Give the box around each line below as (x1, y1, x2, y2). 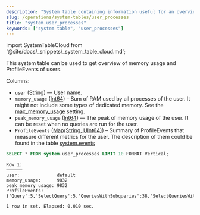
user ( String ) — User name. (14, 89, 82, 96)
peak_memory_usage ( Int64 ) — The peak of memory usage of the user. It (14, 114, 189, 121)
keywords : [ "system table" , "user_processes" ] (6, 25, 124, 32)
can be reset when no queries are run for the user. (14, 120, 139, 128)
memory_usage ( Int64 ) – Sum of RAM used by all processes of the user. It (14, 95, 190, 102)
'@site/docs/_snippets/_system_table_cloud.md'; (6, 48, 126, 55)
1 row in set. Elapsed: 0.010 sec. (6, 204, 95, 210)
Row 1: (6, 162, 23, 168)
